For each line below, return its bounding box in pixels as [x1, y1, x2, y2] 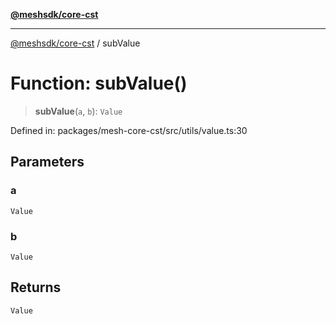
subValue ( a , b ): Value [34, 105, 123, 117]
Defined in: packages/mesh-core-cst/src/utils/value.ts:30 [10, 124, 248, 136]
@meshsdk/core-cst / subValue [10, 37, 141, 49]
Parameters [10, 154, 85, 171]
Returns [10, 279, 62, 296]
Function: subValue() [10, 72, 188, 95]
